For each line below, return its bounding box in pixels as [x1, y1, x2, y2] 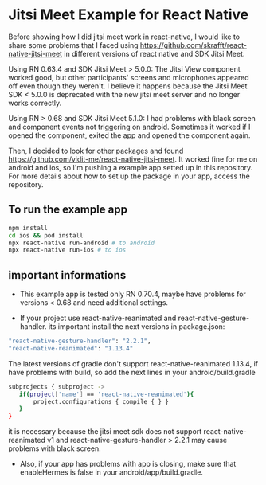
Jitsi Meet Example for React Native [8, 6, 249, 24]
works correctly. [8, 98, 62, 108]
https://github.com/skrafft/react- [139, 40, 247, 49]
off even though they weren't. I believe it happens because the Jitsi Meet [8, 81, 248, 91]
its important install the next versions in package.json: [48, 322, 225, 331]
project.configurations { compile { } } [33, 397, 170, 405]
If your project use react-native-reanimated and [19, 313, 177, 323]
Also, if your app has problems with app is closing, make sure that [19, 460, 237, 469]
